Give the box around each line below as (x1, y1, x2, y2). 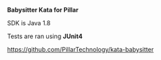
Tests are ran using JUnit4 (7, 32, 83, 40)
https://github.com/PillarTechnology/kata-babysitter (7, 46, 154, 53)
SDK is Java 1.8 (7, 19, 51, 27)
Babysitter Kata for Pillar (7, 6, 79, 14)
